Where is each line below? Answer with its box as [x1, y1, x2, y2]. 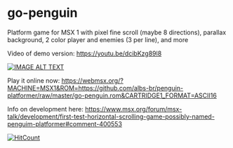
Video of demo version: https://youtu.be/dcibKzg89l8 [7, 49, 162, 58]
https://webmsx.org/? [61, 76, 124, 85]
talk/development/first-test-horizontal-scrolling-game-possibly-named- [7, 112, 215, 121]
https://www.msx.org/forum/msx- [85, 105, 182, 113]
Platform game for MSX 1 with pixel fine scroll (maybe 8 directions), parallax [7, 28, 227, 36]
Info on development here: [7, 105, 84, 113]
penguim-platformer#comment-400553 [7, 119, 123, 128]
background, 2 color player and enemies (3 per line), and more [7, 35, 189, 43]
